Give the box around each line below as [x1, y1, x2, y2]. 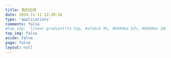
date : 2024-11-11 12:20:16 [5, 12, 63, 17]
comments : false [5, 21, 40, 27]
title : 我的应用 [5, 7, 37, 13]
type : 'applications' [5, 17, 51, 22]
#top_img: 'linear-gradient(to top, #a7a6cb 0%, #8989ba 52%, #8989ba [5, 26, 158, 31]
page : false [5, 40, 31, 45]
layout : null [5, 45, 33, 50]
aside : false [5, 36, 33, 41]
